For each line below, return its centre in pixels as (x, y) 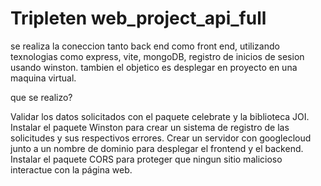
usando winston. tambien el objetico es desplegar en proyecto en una (154, 67)
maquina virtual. (43, 78)
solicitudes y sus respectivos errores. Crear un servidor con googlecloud (161, 138)
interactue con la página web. (71, 169)
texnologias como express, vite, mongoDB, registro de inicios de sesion (157, 56)
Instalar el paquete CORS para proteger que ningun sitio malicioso (146, 159)
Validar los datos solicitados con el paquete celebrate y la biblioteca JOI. (160, 116)
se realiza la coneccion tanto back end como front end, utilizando (145, 46)
